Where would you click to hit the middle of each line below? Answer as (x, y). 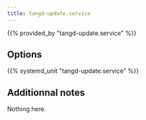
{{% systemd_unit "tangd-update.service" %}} (73, 71)
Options (25, 55)
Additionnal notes (46, 92)
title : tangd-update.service (49, 13)
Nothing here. (27, 109)
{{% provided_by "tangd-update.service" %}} (72, 33)
